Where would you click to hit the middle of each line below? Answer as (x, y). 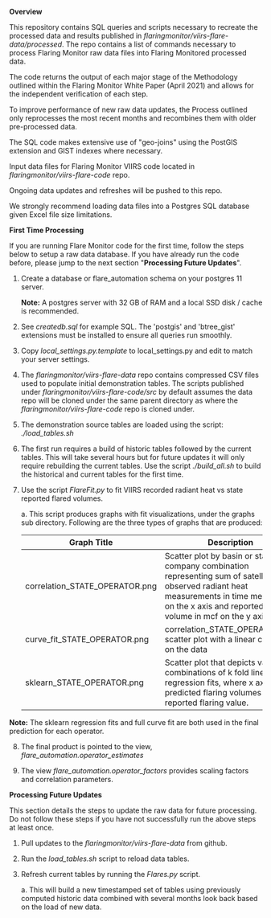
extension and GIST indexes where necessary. (86, 151)
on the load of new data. (61, 907)
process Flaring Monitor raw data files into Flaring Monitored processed (128, 53)
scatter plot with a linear (210, 639)
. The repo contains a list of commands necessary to (149, 44)
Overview (26, 12)
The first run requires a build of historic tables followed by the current (136, 449)
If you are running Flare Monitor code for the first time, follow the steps (127, 246)
